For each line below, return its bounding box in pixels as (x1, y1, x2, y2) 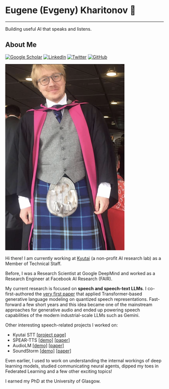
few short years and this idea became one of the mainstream (26, 301, 152, 307)
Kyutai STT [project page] (12, 332, 66, 338)
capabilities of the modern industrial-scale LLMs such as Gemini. (5, 312, 140, 318)
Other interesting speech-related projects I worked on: (5, 322, 118, 328)
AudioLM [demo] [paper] (12, 342, 64, 348)
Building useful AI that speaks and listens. (5, 26, 92, 32)
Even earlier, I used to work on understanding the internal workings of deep (5, 357, 162, 363)
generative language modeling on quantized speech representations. (5, 296, 148, 302)
